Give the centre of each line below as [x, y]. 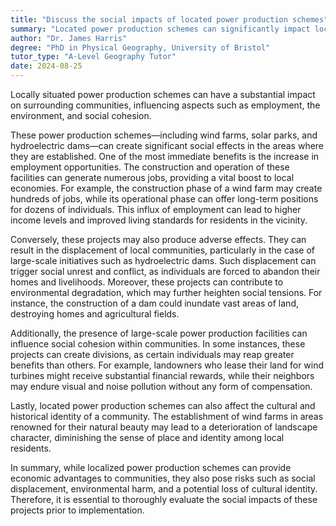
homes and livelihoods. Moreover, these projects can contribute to [147, 282]
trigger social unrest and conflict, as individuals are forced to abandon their [165, 271]
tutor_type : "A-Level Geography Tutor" [93, 57]
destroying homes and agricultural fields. [95, 314]
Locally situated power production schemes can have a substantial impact [163, 94]
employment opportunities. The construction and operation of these [150, 167]
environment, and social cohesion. [81, 115]
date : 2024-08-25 [46, 66]
